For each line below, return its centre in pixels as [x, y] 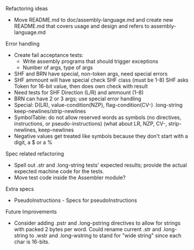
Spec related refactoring [35, 154]
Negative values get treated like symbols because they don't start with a [101, 136]
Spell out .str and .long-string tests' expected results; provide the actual [101, 165]
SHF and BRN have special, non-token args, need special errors [91, 74]
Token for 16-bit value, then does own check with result [81, 86]
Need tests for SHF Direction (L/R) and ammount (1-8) [79, 92]
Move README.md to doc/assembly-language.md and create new [93, 20]
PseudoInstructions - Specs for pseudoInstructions [75, 200]
